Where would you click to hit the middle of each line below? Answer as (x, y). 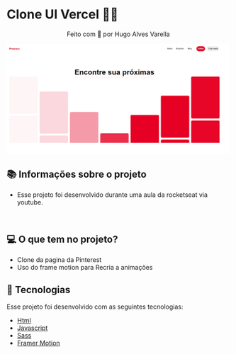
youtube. (30, 202)
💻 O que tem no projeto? (62, 239)
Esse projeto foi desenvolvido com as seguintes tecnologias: (95, 307)
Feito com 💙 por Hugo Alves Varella (118, 34)
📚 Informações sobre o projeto (77, 174)
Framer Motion (39, 343)
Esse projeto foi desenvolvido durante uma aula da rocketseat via (112, 195)
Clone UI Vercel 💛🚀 (62, 15)
